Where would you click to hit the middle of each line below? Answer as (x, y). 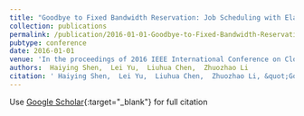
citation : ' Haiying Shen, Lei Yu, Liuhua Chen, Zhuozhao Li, (135, 76)
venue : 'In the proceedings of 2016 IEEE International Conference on (145, 59)
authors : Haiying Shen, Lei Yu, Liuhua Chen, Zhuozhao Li (129, 68)
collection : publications (58, 26)
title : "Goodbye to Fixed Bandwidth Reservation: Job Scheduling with (145, 18)
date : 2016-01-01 (42, 51)
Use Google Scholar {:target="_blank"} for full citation (109, 102)
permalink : (30, 34)
